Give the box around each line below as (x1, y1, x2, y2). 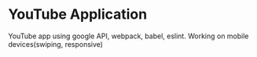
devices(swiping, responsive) (8, 39, 104, 48)
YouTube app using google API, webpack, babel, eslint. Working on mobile (8, 31, 249, 41)
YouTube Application (8, 5, 148, 23)
